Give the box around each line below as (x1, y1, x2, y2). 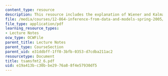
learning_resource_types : (5, 26, 59, 31)
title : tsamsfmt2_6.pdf (5, 58, 55, 63)
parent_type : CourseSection (5, 44, 64, 49)
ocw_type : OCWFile (5, 35, 43, 40)
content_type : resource (5, 7, 55, 12)
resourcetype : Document (5, 53, 55, 59)
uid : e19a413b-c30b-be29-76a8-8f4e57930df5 (5, 63, 97, 68)
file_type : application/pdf (5, 21, 64, 26)
